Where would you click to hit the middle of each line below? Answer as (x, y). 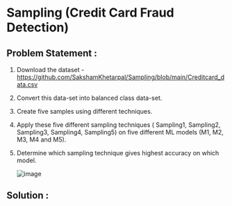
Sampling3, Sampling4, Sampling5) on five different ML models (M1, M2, (120, 132)
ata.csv (27, 84)
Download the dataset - (50, 70)
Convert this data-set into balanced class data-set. (89, 98)
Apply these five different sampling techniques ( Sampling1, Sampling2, (118, 125)
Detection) (38, 27)
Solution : (28, 196)
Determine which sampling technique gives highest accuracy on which (118, 153)
